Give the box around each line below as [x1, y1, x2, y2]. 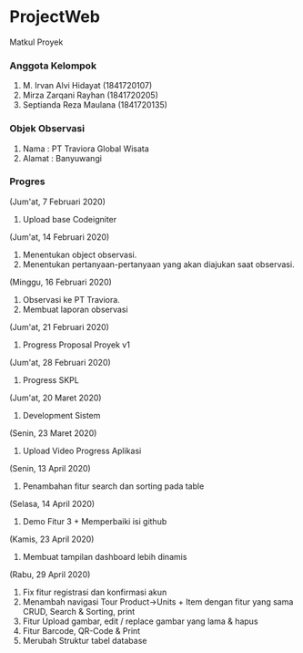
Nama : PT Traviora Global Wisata [22, 143, 150, 154]
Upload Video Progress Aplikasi [22, 445, 142, 456]
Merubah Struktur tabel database [22, 635, 147, 646]
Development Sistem [22, 409, 101, 420]
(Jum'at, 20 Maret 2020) [9, 392, 102, 403]
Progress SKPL [22, 374, 79, 385]
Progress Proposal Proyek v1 [22, 339, 130, 350]
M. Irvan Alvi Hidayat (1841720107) [22, 80, 153, 91]
